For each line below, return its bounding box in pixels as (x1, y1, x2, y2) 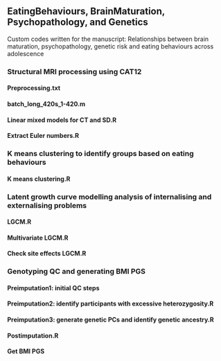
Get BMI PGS (7, 347, 45, 355)
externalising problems (7, 200, 87, 210)
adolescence (7, 49, 44, 58)
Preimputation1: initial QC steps (7, 283, 100, 292)
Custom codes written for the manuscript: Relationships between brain (7, 35, 209, 43)
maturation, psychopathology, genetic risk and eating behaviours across (7, 42, 214, 51)
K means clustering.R (7, 175, 71, 183)
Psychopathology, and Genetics (7, 17, 149, 28)
